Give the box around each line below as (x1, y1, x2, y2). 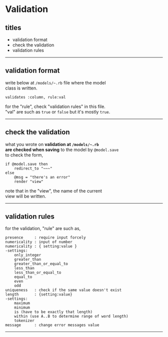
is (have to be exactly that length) (14, 309, 93, 314)
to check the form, (5, 151, 43, 158)
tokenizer (14, 318, 35, 323)
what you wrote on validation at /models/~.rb (5, 141, 99, 147)
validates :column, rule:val (5, 94, 66, 99)
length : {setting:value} (5, 292, 72, 297)
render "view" (14, 179, 43, 184)
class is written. (5, 85, 37, 91)
